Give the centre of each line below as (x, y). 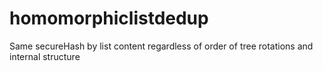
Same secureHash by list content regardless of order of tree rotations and (161, 46)
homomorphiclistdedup (109, 18)
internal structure (45, 56)
